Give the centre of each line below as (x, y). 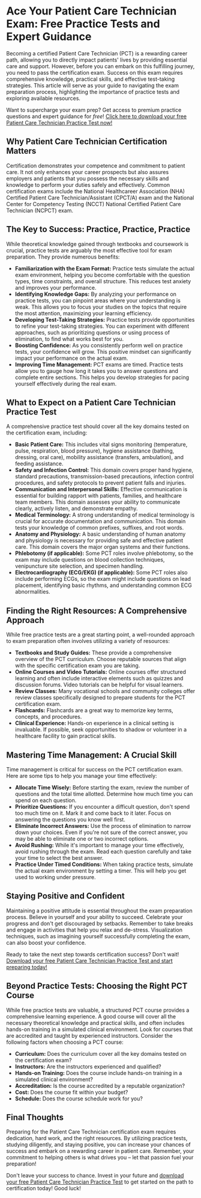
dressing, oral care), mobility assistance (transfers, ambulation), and (99, 457)
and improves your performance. (55, 287)
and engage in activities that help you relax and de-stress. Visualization (94, 930)
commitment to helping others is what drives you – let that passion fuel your (100, 1158)
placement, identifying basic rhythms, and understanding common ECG (103, 585)
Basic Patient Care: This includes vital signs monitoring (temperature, (101, 445)
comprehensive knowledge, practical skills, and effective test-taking (91, 79)
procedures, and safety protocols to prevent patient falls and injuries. (100, 483)
